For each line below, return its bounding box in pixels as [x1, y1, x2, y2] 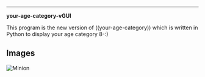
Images [6, 48, 35, 59]
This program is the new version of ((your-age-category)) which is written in [6, 24, 198, 31]
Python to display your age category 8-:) [6, 31, 109, 37]
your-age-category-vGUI [6, 12, 71, 19]
